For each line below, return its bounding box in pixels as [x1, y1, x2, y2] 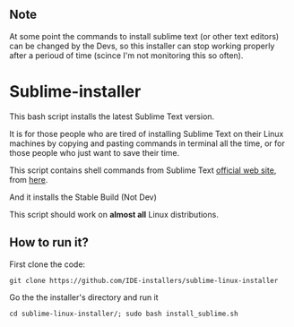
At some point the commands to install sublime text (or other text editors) [9, 30, 280, 41]
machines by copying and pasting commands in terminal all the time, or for [9, 138, 285, 149]
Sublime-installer [9, 82, 142, 101]
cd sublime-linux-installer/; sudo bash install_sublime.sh [9, 309, 239, 318]
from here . [9, 174, 48, 185]
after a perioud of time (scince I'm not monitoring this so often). [9, 49, 244, 61]
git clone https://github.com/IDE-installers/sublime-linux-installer [9, 276, 279, 285]
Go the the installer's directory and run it [9, 291, 159, 303]
